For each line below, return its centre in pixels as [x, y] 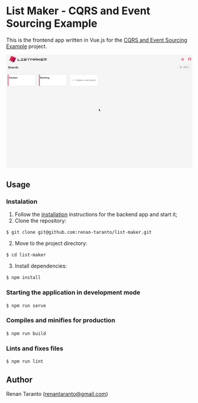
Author [19, 380]
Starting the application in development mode [73, 293]
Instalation [22, 201]
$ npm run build [26, 334]
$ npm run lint [25, 361]
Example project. [27, 46]
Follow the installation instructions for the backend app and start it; [96, 214]
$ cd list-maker [26, 255]
